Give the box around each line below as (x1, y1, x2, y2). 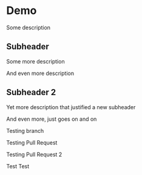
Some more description (6, 57, 65, 65)
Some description (6, 24, 50, 31)
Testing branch (6, 127, 44, 134)
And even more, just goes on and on (6, 115, 97, 123)
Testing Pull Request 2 (6, 151, 63, 158)
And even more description (6, 70, 75, 77)
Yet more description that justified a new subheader (6, 103, 136, 110)
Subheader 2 (6, 87, 56, 98)
